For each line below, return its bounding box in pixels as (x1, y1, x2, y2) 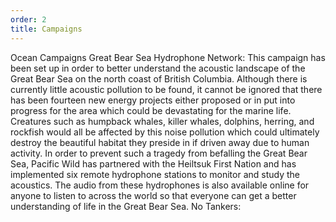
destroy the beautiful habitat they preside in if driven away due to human (10, 136, 310, 148)
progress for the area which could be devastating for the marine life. (10, 104, 292, 116)
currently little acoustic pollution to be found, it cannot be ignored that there (10, 83, 323, 95)
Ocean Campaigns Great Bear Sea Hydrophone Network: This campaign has (10, 51, 326, 63)
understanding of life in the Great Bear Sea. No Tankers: (10, 200, 242, 212)
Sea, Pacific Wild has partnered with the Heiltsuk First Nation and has (10, 157, 297, 170)
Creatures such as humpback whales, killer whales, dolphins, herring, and (10, 115, 315, 127)
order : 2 (10, 14, 47, 25)
